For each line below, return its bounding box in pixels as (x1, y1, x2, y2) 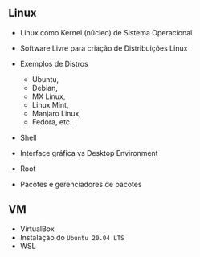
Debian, (31, 83, 58, 92)
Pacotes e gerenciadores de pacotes (19, 179, 142, 189)
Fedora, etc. (31, 116, 72, 127)
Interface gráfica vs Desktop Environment (19, 148, 158, 157)
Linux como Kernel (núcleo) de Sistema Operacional (19, 27, 193, 37)
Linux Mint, (31, 100, 69, 109)
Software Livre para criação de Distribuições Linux (19, 43, 188, 53)
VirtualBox (19, 224, 55, 234)
